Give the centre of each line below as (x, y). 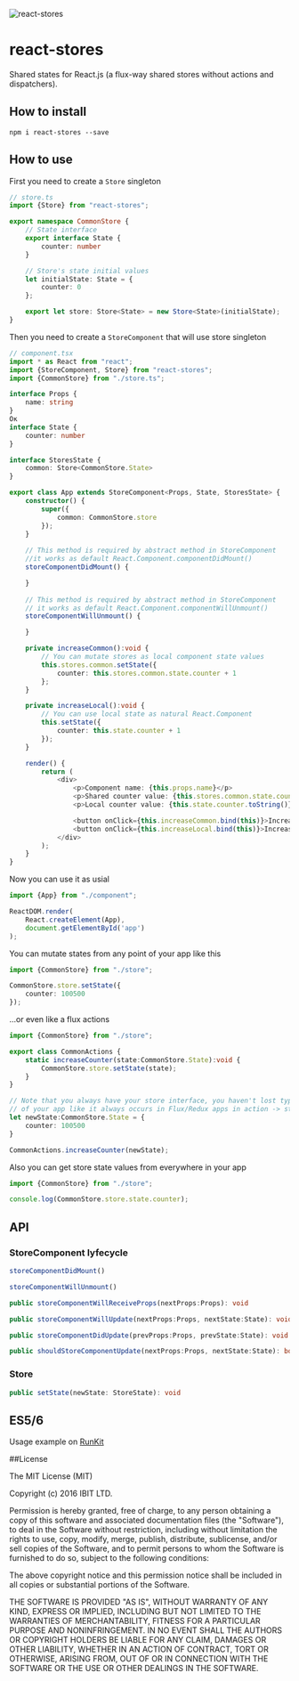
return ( (57, 771)
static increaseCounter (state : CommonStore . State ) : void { (133, 1060)
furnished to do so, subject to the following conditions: (109, 1558)
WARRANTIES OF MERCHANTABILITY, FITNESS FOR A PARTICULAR (135, 1621)
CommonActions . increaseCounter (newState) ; (89, 1150)
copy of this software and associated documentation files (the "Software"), (147, 1520)
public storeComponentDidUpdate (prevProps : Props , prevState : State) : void (149, 1336)
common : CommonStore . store (107, 517)
